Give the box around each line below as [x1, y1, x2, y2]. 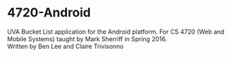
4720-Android [7, 5, 91, 21]
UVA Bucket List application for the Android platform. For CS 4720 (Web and [7, 27, 225, 36]
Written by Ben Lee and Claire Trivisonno [7, 42, 124, 50]
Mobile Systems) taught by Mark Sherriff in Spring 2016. [7, 34, 167, 43]
